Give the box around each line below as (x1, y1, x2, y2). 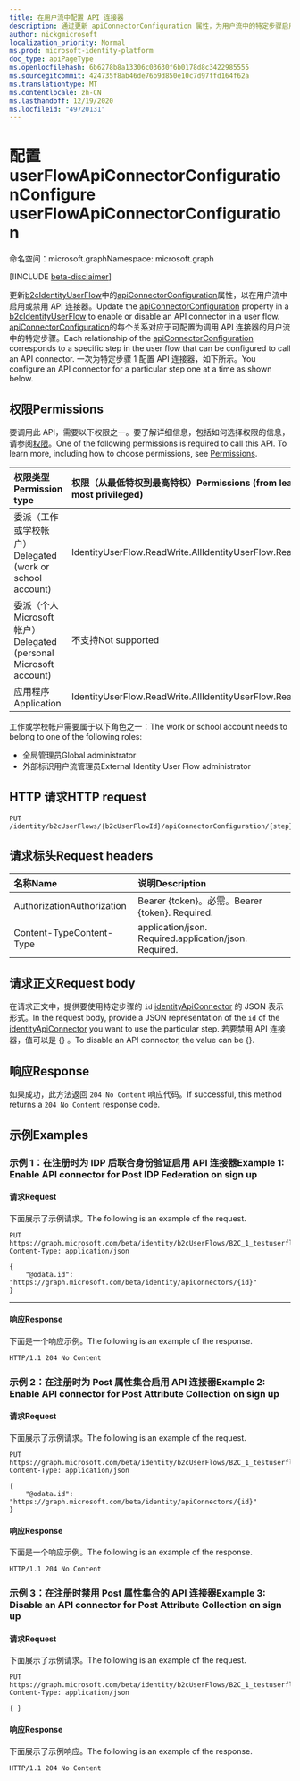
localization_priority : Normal (9, 38, 126, 47)
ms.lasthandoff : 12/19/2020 (9, 96, 114, 106)
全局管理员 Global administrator (21, 749, 137, 760)
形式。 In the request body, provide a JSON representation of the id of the (9, 1013, 280, 1023)
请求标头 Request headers (9, 848, 154, 864)
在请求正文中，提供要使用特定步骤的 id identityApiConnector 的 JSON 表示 (9, 1001, 284, 1012)
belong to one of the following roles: (9, 732, 143, 741)
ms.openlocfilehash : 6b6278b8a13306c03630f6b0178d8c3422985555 (9, 64, 250, 73)
